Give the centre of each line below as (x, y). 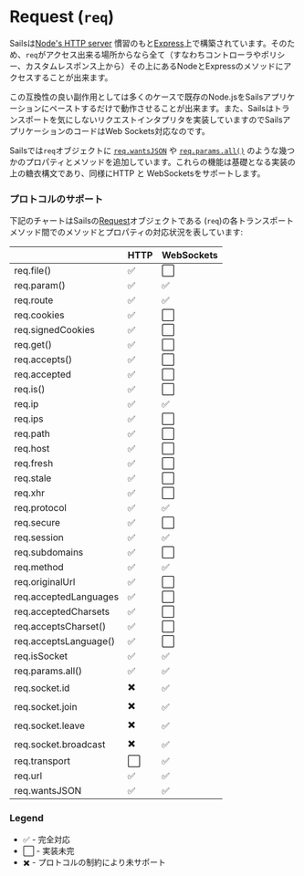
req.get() (33, 345)
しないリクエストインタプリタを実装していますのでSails (178, 120)
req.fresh (34, 464)
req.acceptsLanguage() (65, 641)
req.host (32, 449)
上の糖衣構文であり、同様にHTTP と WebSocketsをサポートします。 (137, 173)
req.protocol (40, 508)
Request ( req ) (62, 17)
